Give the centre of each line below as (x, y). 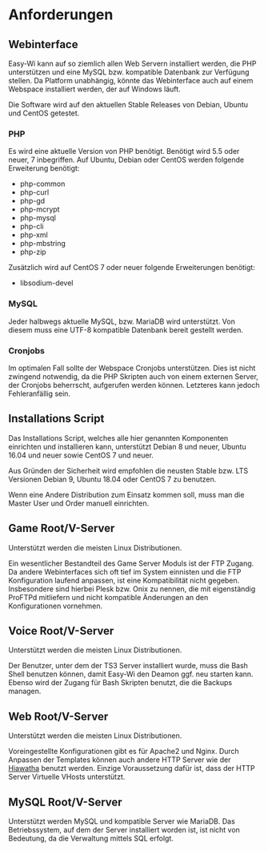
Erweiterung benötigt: (44, 168)
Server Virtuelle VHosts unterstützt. (67, 777)
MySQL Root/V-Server (65, 802)
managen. (25, 692)
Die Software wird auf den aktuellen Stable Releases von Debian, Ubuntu (128, 105)
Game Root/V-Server (62, 528)
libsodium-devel (46, 283)
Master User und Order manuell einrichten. (79, 503)
